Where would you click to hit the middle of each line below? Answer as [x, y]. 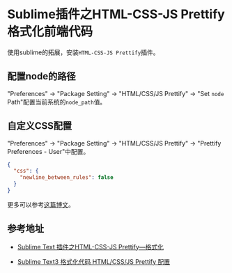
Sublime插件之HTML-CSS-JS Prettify [116, 14]
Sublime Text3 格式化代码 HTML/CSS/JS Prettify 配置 [94, 261]
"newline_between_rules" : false [67, 178]
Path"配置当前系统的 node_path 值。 [57, 102]
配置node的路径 [41, 76]
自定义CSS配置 [40, 126]
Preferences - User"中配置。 [48, 151]
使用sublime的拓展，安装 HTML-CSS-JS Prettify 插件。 [83, 52]
